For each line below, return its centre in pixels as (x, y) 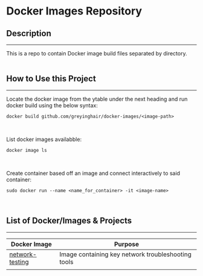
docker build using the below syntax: (52, 105)
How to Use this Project (51, 79)
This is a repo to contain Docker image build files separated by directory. (97, 53)
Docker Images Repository (74, 11)
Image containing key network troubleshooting (125, 254)
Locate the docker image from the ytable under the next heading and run (97, 99)
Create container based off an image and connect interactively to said (93, 173)
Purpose (127, 244)
